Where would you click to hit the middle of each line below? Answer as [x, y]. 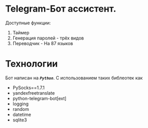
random [21, 109]
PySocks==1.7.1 [28, 88]
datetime [22, 114]
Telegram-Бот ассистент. [61, 9]
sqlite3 [20, 120]
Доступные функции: [28, 23]
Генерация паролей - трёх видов [48, 38]
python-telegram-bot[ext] [40, 98]
